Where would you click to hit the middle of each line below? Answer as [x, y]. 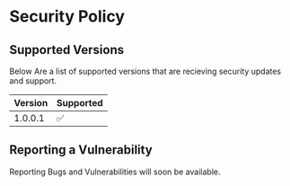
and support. [33, 81]
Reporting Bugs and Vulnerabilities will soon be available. [115, 172]
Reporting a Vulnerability [81, 150]
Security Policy [67, 17]
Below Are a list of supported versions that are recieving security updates [145, 71]
